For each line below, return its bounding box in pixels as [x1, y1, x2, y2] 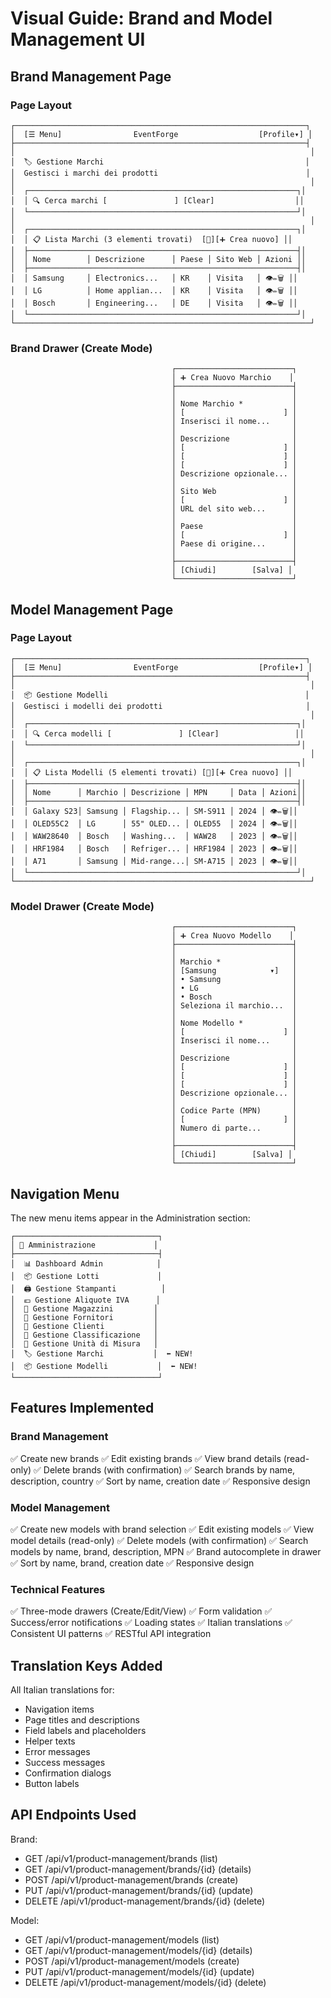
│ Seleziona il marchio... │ [171, 1001, 298, 1011]
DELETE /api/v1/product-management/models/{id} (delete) [24, 1976, 267, 1988]
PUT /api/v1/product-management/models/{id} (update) [24, 1965, 255, 1977]
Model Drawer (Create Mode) [10, 899, 155, 913]
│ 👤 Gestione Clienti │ [10, 1321, 159, 1331]
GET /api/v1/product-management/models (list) [24, 1933, 220, 1946]
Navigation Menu [10, 1185, 120, 1202]
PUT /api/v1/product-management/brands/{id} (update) [24, 1884, 254, 1896]
